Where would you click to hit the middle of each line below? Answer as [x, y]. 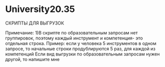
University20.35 [40, 9]
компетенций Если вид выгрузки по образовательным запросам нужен [82, 54]
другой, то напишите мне [32, 59]
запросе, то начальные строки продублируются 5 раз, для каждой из [80, 48]
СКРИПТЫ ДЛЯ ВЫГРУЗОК [35, 23]
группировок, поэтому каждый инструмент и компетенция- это [74, 38]
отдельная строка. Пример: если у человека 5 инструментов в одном [81, 43]
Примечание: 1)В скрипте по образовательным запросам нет [71, 32]
